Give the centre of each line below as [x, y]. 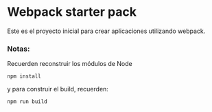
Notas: [19, 49]
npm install [24, 76]
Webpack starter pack [72, 12]
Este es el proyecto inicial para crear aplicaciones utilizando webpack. [106, 31]
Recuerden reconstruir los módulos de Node [70, 64]
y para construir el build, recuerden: [58, 89]
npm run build [27, 102]
